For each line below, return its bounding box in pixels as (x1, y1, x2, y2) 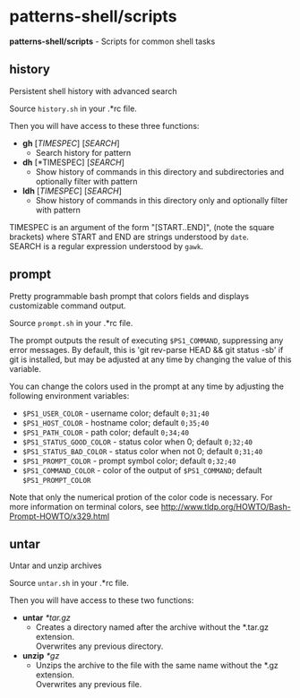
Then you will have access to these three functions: (9, 120, 200, 131)
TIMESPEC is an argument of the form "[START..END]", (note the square (9, 221, 275, 232)
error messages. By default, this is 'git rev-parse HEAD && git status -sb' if (9, 344, 284, 355)
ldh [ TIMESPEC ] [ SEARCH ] (21, 185, 123, 196)
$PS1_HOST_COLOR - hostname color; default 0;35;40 (21, 417, 210, 427)
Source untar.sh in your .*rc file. (9, 578, 130, 589)
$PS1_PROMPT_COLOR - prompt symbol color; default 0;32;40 (21, 455, 236, 466)
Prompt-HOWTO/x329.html (9, 511, 110, 521)
